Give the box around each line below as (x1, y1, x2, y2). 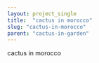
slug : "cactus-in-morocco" (7, 23, 86, 30)
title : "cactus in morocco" (7, 17, 93, 24)
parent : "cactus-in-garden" (7, 29, 90, 37)
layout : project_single (7, 10, 77, 17)
